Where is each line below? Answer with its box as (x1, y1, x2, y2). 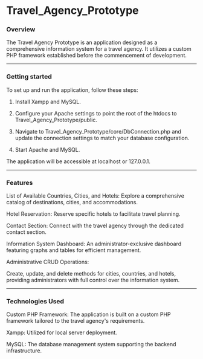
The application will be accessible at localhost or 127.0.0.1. (6, 158, 151, 165)
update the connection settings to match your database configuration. (14, 134, 190, 141)
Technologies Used (6, 297, 65, 305)
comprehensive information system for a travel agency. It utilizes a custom (6, 45, 192, 53)
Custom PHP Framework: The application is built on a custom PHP (6, 311, 171, 318)
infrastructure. (6, 347, 42, 354)
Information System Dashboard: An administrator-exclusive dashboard (6, 240, 182, 248)
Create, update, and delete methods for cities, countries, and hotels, (6, 270, 176, 277)
